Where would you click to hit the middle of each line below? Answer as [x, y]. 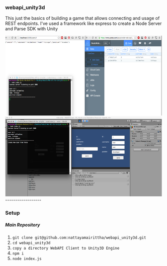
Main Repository [23, 225]
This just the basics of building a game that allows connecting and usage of [83, 18]
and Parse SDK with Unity [32, 29]
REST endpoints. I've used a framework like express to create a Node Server [83, 23]
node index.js [27, 259]
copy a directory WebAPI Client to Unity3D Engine [66, 248]
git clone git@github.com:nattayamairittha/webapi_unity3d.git [79, 238]
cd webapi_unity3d [31, 243]
